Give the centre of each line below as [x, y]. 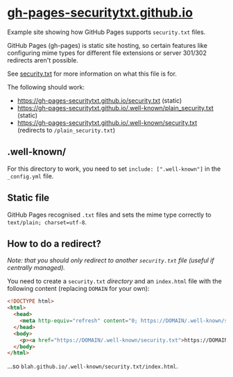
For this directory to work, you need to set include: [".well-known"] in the [114, 169]
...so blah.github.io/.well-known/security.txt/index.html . [93, 367]
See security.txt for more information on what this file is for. [92, 74]
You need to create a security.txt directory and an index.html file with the [114, 281]
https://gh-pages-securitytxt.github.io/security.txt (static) [100, 100]
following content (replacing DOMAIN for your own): [78, 289]
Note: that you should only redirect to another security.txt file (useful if [111, 260]
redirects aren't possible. [43, 60]
